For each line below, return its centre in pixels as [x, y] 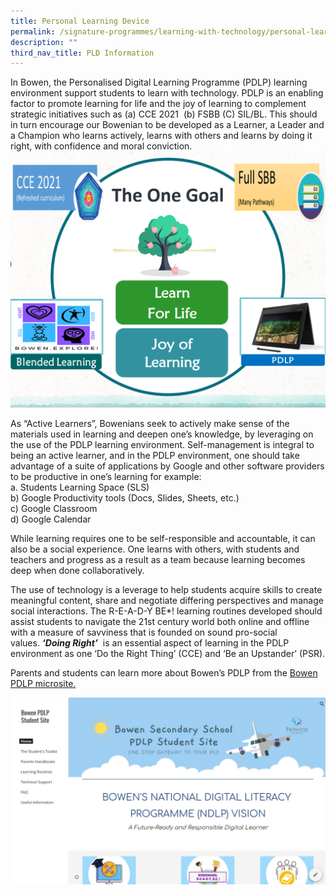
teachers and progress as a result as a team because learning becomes [158, 560]
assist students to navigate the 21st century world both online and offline [160, 622]
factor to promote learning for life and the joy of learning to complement [158, 104]
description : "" [44, 42]
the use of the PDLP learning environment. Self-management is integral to [162, 445]
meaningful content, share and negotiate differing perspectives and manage [167, 601]
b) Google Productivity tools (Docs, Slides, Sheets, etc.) [125, 498]
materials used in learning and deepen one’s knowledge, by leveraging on [162, 434]
